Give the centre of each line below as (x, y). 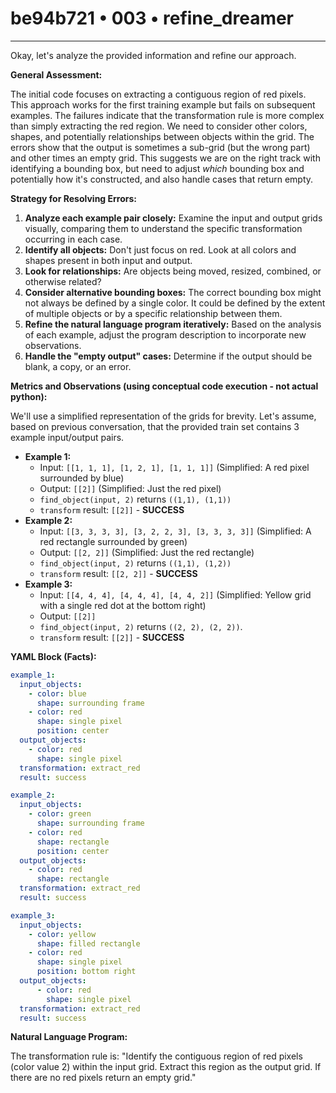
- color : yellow (62, 934)
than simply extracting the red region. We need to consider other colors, (159, 126)
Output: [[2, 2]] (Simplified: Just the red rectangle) (147, 552)
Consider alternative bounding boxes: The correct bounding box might (173, 292)
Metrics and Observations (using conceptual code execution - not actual (164, 386)
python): (29, 396)
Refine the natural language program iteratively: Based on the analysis (173, 324)
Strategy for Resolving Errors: (73, 198)
